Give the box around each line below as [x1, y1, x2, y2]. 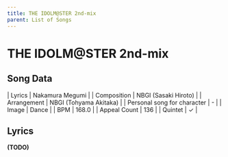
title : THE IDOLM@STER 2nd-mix [7, 10, 97, 17]
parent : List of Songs [7, 16, 72, 23]
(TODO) [7, 143, 29, 152]
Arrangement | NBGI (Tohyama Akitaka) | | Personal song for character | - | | [7, 98, 223, 106]
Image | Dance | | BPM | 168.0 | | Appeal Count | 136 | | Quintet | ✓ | [7, 105, 198, 113]
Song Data [7, 73, 53, 85]
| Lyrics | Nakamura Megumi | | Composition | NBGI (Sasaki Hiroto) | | [7, 91, 202, 99]
